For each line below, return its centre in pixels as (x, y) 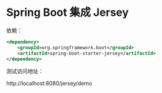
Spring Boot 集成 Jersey (68, 12)
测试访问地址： (25, 71)
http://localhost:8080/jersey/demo (49, 83)
